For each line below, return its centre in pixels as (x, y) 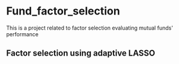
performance (23, 34)
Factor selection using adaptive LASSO (81, 53)
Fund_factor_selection (63, 11)
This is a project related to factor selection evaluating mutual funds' (89, 28)
